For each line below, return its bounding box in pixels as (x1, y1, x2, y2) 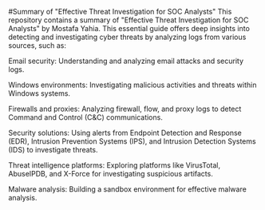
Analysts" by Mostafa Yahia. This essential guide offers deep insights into (8, 24, 250, 33)
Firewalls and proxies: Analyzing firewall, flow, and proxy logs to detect (8, 104, 242, 113)
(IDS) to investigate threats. (8, 145, 98, 154)
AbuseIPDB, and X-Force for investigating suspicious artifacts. (8, 169, 213, 178)
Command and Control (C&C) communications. (8, 113, 164, 122)
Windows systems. (8, 89, 70, 98)
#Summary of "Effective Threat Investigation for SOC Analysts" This (8, 7, 232, 16)
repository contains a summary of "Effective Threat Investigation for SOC (8, 15, 249, 25)
